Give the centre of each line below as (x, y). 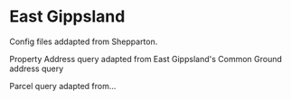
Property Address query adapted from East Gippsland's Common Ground (146, 59)
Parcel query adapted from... (63, 86)
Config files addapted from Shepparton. (84, 41)
